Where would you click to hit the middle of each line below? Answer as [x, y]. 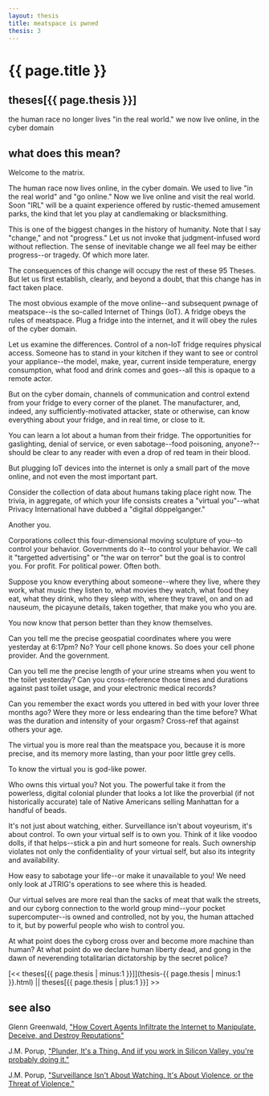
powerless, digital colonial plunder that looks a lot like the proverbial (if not [131, 794]
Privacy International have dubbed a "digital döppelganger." [107, 509]
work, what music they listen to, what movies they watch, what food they [129, 590]
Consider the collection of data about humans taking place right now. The [130, 492]
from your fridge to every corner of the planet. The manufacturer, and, [124, 403]
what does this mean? [65, 153]
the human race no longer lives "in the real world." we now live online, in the [134, 119]
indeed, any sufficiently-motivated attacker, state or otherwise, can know [129, 412]
